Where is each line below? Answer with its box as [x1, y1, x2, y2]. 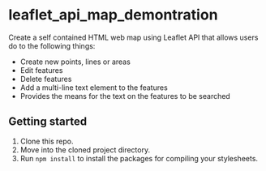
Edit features [19, 65, 63, 75]
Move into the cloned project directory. [19, 144, 151, 155]
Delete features [19, 74, 72, 83]
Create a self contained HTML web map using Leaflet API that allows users [8, 32, 259, 42]
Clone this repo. [19, 136, 74, 146]
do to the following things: [8, 41, 96, 50]
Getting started [8, 115, 88, 129]
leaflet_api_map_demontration [8, 6, 218, 24]
